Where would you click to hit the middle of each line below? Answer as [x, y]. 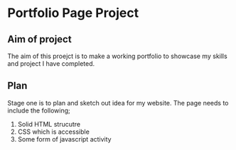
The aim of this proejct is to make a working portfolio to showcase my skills [117, 56]
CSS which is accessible [54, 132]
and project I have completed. [51, 64]
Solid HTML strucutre [49, 124]
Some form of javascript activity [64, 139]
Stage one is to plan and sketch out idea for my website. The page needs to [118, 103]
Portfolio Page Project [73, 13]
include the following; [39, 110]
